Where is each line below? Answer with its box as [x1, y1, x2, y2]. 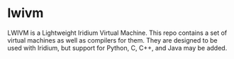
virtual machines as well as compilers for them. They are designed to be [7, 36, 218, 44]
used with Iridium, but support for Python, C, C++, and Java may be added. [7, 43, 228, 52]
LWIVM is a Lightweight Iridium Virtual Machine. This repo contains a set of [7, 28, 228, 37]
